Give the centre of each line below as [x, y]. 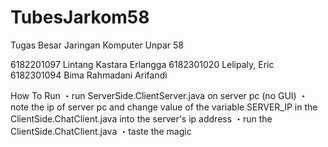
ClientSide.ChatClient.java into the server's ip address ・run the [141, 118]
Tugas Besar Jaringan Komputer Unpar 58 [97, 45]
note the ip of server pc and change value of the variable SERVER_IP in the [164, 107]
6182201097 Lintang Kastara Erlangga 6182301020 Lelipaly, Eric [142, 64]
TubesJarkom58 [80, 17]
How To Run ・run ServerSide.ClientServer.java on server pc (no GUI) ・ [159, 95]
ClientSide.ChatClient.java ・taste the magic [101, 131]
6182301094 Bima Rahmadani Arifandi [89, 75]
